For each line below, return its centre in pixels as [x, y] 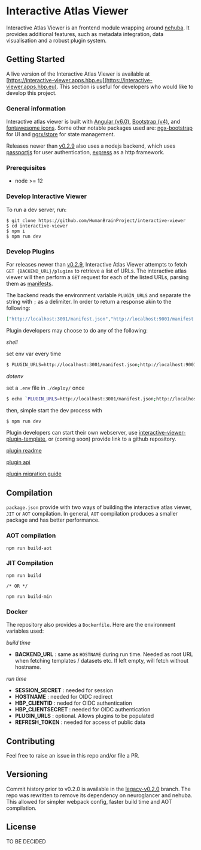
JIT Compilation [30, 563]
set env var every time [34, 354]
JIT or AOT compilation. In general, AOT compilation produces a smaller [92, 514]
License [21, 827]
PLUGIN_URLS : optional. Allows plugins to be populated [84, 716]
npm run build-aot [29, 548]
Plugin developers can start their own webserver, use [72, 433]
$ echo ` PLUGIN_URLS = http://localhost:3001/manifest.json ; [81, 399]
